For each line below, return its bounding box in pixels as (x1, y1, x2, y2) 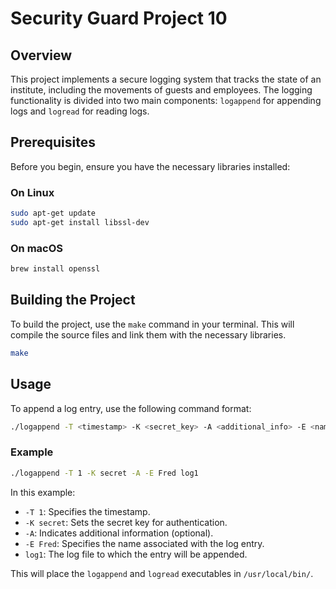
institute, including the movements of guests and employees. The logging (10, 84, 313, 96)
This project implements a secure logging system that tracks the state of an (10, 73, 322, 85)
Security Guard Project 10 (10, 7, 228, 30)
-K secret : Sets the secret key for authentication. (24, 516, 228, 528)
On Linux (10, 185, 55, 199)
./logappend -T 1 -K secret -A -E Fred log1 (10, 468, 199, 478)
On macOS (10, 241, 64, 255)
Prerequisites (10, 134, 96, 151)
